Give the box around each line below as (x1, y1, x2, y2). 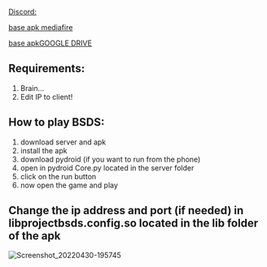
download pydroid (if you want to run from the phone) (20, 154, 201, 164)
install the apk (20, 145, 68, 155)
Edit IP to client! (20, 92, 73, 101)
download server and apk (20, 137, 107, 147)
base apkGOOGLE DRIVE (8, 38, 92, 48)
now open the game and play (20, 180, 118, 190)
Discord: (8, 7, 37, 16)
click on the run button (20, 171, 97, 181)
